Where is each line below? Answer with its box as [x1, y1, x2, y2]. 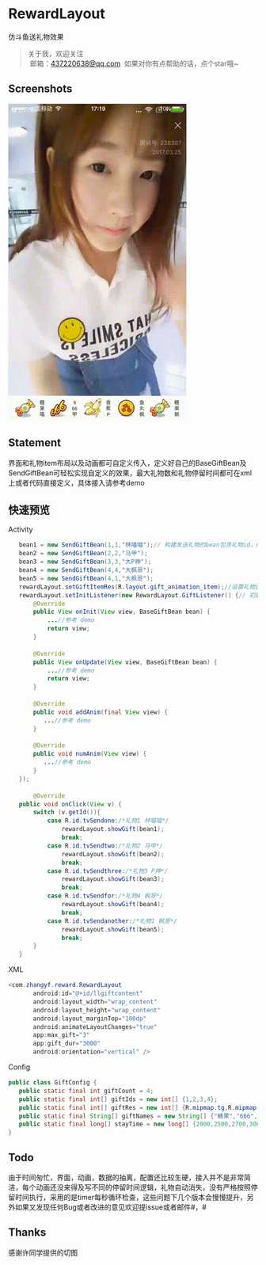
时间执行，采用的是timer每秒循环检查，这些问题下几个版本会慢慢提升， [14, 1192, 247, 1202]
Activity [8, 524, 33, 535]
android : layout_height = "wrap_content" [32, 1006, 161, 1014]
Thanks [8, 1225, 47, 1240]
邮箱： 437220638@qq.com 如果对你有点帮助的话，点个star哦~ [29, 59, 239, 68]
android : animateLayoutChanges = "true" [32, 1023, 158, 1031]
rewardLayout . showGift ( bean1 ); [61, 825, 165, 833]
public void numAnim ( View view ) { [32, 750, 147, 758]
